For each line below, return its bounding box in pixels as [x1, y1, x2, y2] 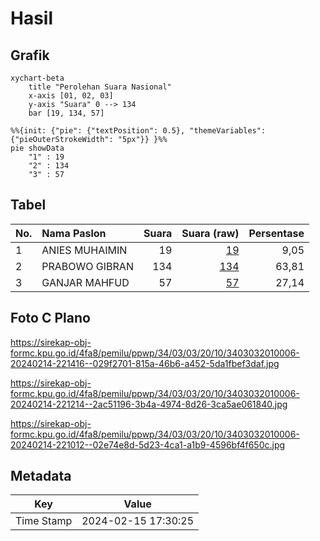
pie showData [10, 143, 65, 153]
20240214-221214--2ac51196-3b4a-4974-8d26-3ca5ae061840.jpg [10, 398, 288, 410]
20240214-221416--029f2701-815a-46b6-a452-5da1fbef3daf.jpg [10, 357, 280, 369]
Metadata [10, 468, 72, 485]
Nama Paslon [41, 226, 107, 240]
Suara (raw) [181, 226, 240, 240]
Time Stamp [15, 514, 73, 528]
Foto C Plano [10, 310, 91, 327]
